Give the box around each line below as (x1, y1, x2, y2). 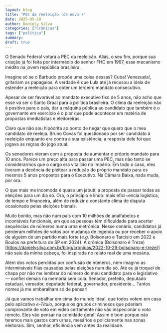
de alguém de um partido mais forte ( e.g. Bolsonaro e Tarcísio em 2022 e (5, 233, 156, 240)
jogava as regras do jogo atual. (5, 141, 69, 147)
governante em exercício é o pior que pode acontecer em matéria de (5, 110, 147, 116)
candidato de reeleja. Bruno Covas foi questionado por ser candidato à (5, 130, 151, 136)
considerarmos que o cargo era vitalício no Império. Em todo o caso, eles (5, 161, 156, 167)
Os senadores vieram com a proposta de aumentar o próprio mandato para (5, 150, 160, 156)
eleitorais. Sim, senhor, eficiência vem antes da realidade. (5, 322, 124, 328)
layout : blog (5, 7, 32, 12)
